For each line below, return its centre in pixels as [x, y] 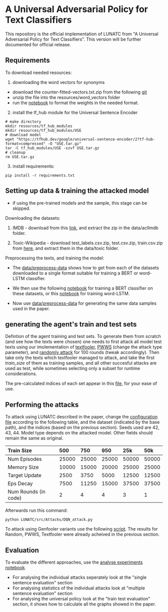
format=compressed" [25, 144]
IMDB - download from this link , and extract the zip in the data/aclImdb [85, 228]
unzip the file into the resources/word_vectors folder [66, 97]
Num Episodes [25, 459]
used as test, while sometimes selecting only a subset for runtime [73, 369]
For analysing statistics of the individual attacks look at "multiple [78, 588]
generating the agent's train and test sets [71, 324]
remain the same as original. [34, 438]
